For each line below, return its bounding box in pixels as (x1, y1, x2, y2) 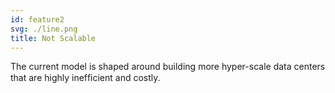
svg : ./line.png (10, 24, 78, 34)
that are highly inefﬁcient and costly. (10, 72, 161, 84)
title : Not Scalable (10, 33, 97, 43)
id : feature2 (10, 14, 65, 25)
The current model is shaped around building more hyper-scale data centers (10, 61, 326, 73)
